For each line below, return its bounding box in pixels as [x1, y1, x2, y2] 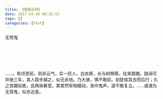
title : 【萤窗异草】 [5, 7, 42, 12]
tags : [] [5, 16, 23, 21]
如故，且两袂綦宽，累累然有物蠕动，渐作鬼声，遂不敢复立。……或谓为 [17, 83, 157, 89]
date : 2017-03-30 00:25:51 [5, 12, 60, 16]
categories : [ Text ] [5, 20, 45, 26]
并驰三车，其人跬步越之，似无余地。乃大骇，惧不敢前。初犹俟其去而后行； [5, 77, 154, 82]
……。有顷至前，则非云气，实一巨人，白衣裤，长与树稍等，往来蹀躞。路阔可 [5, 71, 157, 77]
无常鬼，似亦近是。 [5, 89, 44, 95]
